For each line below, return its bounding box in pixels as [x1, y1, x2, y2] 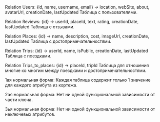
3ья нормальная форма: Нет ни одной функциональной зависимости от [5, 106, 155, 112]
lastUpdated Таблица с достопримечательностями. [5, 38, 111, 44]
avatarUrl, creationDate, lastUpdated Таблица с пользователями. [5, 9, 138, 15]
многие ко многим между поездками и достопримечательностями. [5, 68, 147, 73]
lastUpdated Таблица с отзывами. [5, 24, 75, 30]
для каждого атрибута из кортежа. [5, 82, 78, 88]
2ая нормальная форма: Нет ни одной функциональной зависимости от [5, 92, 155, 97]
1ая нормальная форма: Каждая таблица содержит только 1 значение [5, 77, 151, 83]
